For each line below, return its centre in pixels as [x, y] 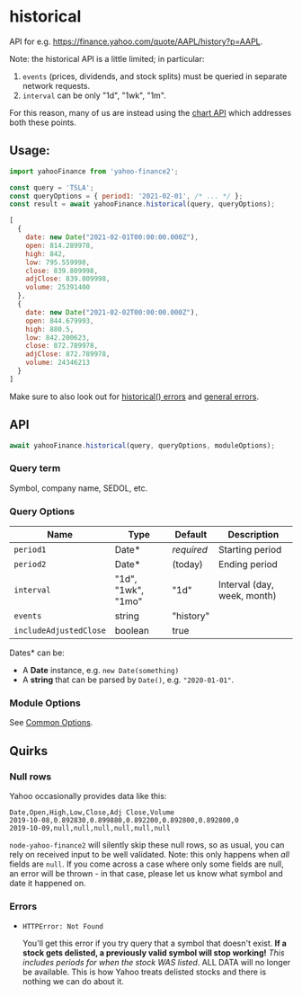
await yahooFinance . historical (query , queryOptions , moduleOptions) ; [142, 445]
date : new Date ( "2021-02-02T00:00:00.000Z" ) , [112, 312]
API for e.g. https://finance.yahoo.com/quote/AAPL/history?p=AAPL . [136, 41]
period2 [30, 565]
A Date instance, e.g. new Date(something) [101, 671]
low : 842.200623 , [58, 338]
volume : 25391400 [58, 288]
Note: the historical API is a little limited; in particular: [107, 58]
